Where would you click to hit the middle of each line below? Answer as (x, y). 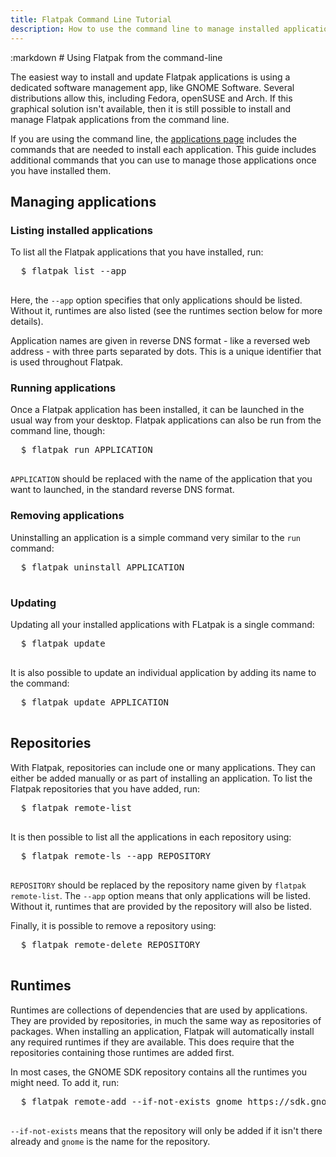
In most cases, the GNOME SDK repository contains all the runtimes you (159, 1072)
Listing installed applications (81, 230)
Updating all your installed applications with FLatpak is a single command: (162, 625)
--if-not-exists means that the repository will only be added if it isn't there (166, 1130)
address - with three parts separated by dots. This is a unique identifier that (166, 352)
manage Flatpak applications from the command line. (120, 119)
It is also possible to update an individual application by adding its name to (163, 673)
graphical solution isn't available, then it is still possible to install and (151, 108)
